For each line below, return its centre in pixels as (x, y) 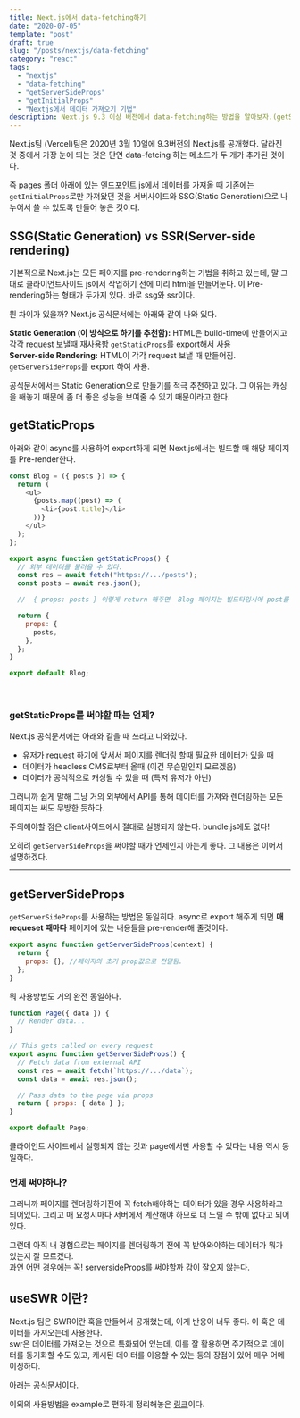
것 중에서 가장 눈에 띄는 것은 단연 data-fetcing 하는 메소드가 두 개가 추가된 (139, 155)
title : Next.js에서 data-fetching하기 (78, 17)
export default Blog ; (50, 674)
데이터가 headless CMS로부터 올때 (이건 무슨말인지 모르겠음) (129, 767)
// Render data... (52, 1021)
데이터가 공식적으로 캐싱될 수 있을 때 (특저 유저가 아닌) (117, 777)
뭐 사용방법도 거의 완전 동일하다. (66, 996)
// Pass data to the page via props (85, 1095)
